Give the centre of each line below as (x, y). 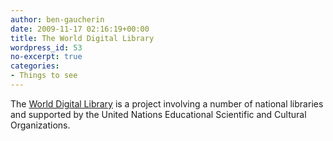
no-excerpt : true (46, 57)
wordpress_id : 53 (46, 47)
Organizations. (40, 125)
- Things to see (44, 76)
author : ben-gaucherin (57, 19)
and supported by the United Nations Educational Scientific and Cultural (158, 114)
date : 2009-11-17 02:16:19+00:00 (80, 29)
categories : (35, 66)
